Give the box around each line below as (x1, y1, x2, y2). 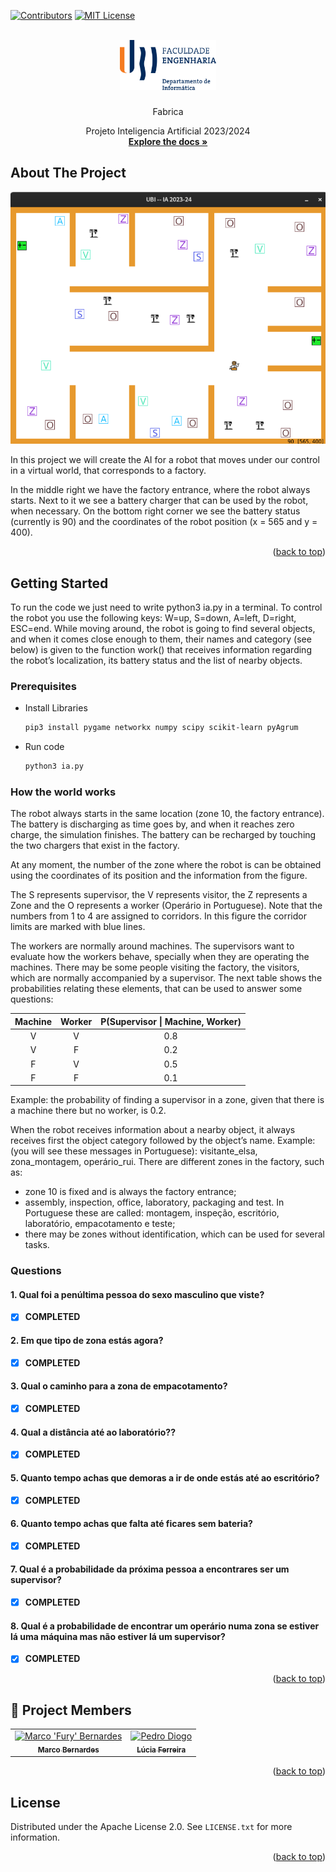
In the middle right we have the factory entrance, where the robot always (10, 484, 311, 496)
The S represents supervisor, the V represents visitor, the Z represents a (10, 889, 308, 901)
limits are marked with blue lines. (10, 921, 146, 933)
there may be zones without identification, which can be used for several (24, 1228, 325, 1240)
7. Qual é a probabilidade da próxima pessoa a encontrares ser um (10, 1563, 290, 1575)
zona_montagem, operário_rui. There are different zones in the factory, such (10, 1156, 325, 1168)
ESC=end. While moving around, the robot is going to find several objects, (10, 622, 316, 634)
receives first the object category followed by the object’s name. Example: (10, 1135, 316, 1147)
